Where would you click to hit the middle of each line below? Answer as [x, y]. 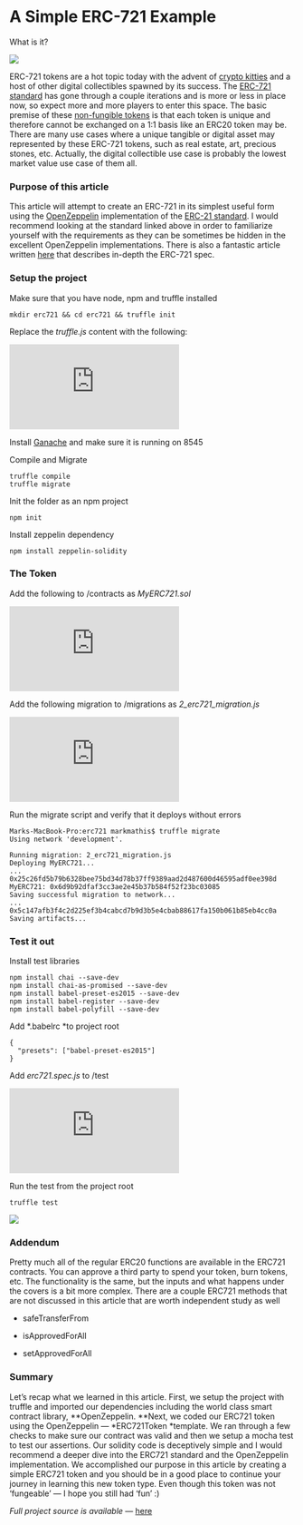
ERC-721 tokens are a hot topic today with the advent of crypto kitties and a [150, 76]
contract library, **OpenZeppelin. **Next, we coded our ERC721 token [142, 1416]
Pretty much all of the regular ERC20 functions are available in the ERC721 [147, 1262]
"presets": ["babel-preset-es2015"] [86, 1051]
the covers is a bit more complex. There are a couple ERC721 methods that [148, 1291]
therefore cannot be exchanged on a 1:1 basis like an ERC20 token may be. [148, 124]
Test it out [32, 941]
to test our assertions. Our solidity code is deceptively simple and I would [146, 1445]
